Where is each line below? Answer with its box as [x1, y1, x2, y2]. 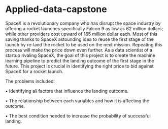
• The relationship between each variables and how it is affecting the [5, 97, 150, 104]
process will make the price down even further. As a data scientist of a [5, 47, 153, 53]
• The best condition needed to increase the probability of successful [5, 112, 151, 119]
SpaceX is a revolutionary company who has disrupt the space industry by [5, 20, 161, 26]
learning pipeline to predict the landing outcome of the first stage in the [5, 57, 154, 63]
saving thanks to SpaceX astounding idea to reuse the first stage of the [5, 36, 154, 42]
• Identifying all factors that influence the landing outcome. [5, 88, 129, 94]
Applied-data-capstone [5, 4, 108, 15]
